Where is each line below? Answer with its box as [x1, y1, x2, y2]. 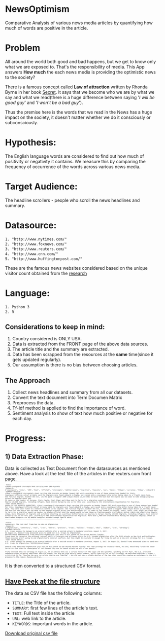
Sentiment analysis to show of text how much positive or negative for [12, 410, 153, 416]
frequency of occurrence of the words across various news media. [5, 164, 141, 170]
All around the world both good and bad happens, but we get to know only [5, 58, 156, 65]
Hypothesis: [5, 137, 57, 148]
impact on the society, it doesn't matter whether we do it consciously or [5, 114, 151, 120]
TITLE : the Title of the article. [12, 600, 71, 606]
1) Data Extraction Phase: [5, 452, 84, 461]
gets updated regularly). [12, 356, 62, 363]
